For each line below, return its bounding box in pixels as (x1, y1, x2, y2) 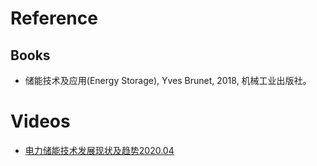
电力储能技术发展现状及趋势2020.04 (24, 144, 175, 156)
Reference (10, 7, 98, 30)
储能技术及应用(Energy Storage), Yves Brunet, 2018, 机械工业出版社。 (24, 75, 312, 86)
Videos (10, 110, 71, 133)
